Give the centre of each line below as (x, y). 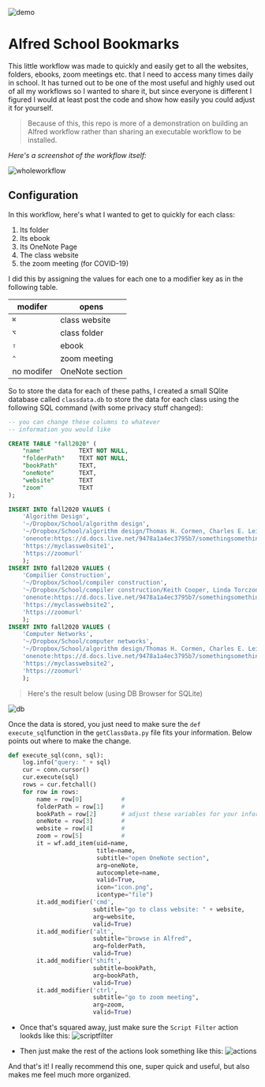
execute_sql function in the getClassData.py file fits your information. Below (130, 732)
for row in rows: (51, 792)
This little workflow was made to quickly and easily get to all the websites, (128, 66)
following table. (33, 287)
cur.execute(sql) (51, 777)
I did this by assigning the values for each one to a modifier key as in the (126, 278)
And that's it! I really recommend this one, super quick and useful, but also (129, 1066)
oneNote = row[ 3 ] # (81, 822)
